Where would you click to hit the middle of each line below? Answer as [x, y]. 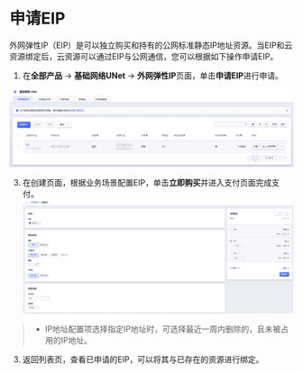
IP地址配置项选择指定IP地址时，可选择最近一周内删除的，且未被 [163, 329]
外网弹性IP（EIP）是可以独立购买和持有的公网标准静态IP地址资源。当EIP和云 [151, 45]
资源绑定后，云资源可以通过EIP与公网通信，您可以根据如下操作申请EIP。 [144, 56]
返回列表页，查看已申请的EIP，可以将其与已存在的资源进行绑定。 [143, 359]
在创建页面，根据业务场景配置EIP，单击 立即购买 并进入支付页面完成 [147, 182]
